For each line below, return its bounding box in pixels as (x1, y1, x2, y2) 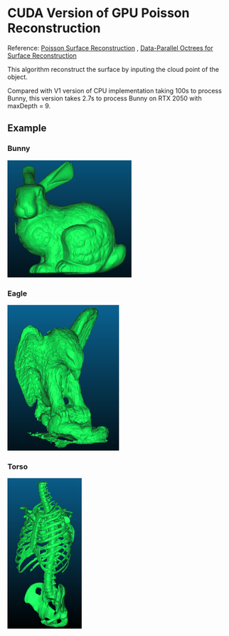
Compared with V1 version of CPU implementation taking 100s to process (7, 86, 222, 95)
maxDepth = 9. (7, 101, 51, 110)
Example (7, 122, 47, 135)
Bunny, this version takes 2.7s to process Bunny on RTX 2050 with (7, 94, 202, 103)
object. (7, 73, 28, 81)
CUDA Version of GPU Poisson (7, 5, 190, 21)
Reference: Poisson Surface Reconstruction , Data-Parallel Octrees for (7, 43, 213, 52)
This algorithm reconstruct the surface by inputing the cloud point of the (7, 65, 219, 73)
